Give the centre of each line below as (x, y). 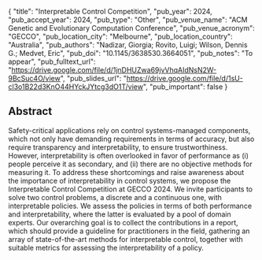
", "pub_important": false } (185, 87)
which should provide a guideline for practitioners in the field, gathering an (129, 231)
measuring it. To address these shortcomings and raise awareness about (126, 172)
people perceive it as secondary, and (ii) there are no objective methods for (131, 164)
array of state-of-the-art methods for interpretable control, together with (126, 239)
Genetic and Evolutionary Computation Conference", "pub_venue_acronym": (131, 28)
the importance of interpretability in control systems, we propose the (120, 180)
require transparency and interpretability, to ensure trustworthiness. (118, 147)
